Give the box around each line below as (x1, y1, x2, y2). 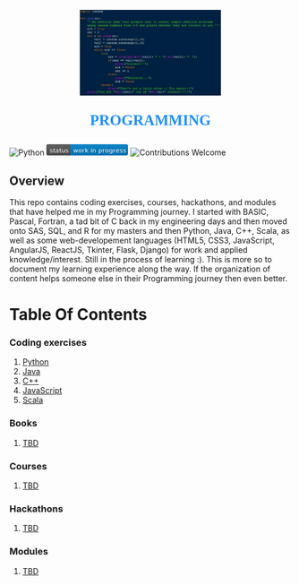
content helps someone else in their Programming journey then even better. (9, 272, 288, 283)
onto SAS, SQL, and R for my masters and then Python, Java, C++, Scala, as (9, 225, 290, 236)
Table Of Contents (9, 305, 148, 325)
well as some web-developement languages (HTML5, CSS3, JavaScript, (9, 235, 275, 245)
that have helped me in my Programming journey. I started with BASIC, (9, 206, 269, 217)
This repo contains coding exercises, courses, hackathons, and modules (9, 196, 277, 207)
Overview (9, 173, 65, 188)
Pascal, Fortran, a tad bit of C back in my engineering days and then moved (9, 216, 288, 227)
